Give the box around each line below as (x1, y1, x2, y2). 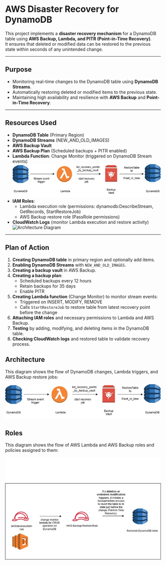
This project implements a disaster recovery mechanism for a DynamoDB (5, 30, 157, 36)
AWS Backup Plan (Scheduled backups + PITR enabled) (12, 147, 127, 153)
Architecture (5, 355, 45, 364)
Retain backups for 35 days (19, 283, 76, 289)
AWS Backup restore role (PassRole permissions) (19, 214, 120, 220)
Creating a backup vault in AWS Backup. (12, 267, 96, 273)
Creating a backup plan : (12, 272, 63, 279)
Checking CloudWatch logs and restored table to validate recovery (12, 336, 150, 342)
